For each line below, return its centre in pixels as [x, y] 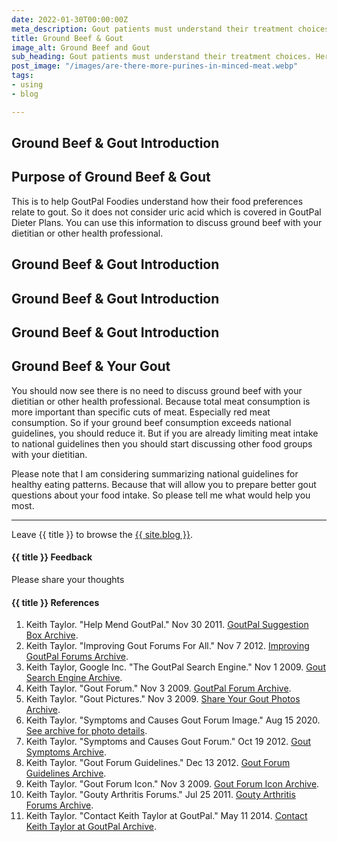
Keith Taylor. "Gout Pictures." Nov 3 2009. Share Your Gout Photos [163, 699]
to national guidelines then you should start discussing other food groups [162, 443]
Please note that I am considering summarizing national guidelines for [155, 473]
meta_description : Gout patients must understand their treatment [152, 29]
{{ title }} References [55, 602]
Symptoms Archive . [66, 752]
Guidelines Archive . [66, 773]
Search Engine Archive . [74, 678]
